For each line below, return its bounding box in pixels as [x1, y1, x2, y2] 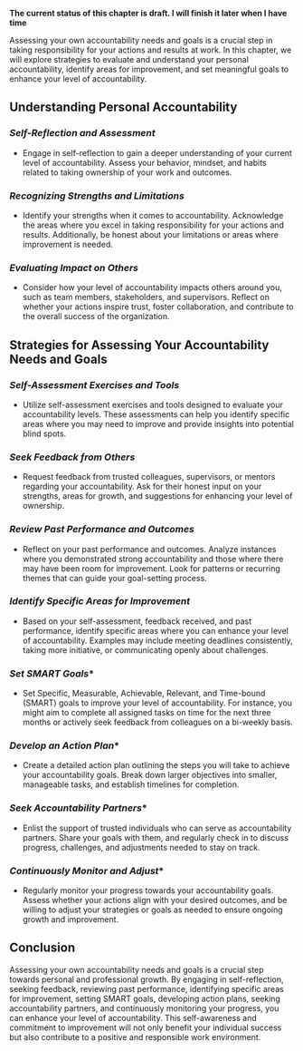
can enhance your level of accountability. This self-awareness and [9, 1012, 258, 1023]
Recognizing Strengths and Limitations [9, 190, 185, 202]
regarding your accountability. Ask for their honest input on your [22, 481, 262, 492]
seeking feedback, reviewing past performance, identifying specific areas [9, 983, 285, 994]
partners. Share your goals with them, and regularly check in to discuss [22, 832, 289, 842]
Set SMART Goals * [9, 667, 95, 679]
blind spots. [22, 428, 67, 439]
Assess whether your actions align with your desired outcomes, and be [22, 895, 288, 906]
